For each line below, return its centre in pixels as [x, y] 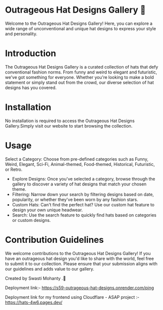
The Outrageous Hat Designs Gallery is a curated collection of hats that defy [81, 67]
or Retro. [14, 169]
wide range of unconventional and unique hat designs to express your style [81, 28]
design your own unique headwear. [47, 210]
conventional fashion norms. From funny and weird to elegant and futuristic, [81, 72]
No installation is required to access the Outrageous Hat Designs [70, 121]
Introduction [31, 54]
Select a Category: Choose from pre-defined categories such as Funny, [77, 159]
